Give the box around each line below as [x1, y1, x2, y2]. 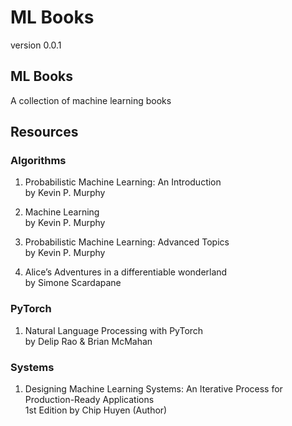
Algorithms [10, 154, 67, 168]
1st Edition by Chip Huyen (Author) [24, 404, 168, 416]
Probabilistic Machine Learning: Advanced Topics [24, 236, 230, 248]
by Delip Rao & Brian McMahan [24, 335, 153, 347]
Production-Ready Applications [24, 394, 155, 406]
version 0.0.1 [10, 39, 62, 51]
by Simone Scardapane [24, 277, 122, 289]
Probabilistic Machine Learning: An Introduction [24, 176, 222, 188]
